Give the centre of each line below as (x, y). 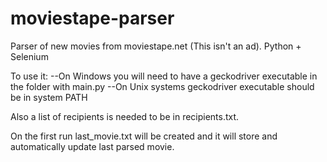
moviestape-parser (92, 18)
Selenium (29, 56)
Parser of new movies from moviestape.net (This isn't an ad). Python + (156, 46)
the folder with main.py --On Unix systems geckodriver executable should (162, 86)
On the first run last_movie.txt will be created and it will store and (144, 136)
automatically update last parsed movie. (92, 146)
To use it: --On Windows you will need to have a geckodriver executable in (164, 76)
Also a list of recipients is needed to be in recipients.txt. (125, 116)
